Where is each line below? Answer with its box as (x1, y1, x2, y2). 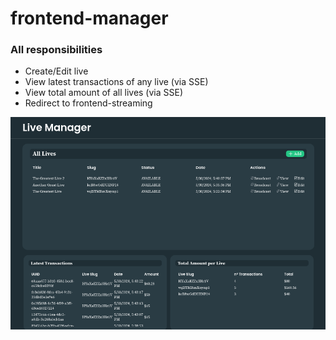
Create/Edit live (24, 65, 89, 77)
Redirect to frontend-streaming (24, 97, 153, 109)
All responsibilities (10, 43, 103, 57)
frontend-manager (10, 7, 169, 30)
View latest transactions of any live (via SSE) (24, 76, 209, 88)
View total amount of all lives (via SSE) (24, 87, 184, 99)
